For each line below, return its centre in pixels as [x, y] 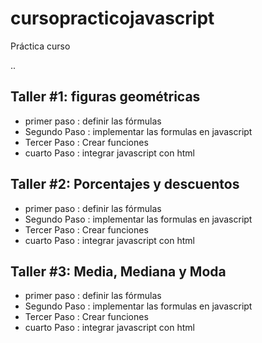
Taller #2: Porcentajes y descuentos [125, 184]
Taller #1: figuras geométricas [105, 97]
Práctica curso [40, 46]
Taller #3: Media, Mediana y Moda [118, 271]
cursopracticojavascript [112, 18]
